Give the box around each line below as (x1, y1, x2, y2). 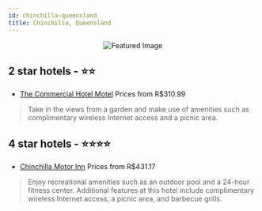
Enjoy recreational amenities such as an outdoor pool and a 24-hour (27, 177, 250, 187)
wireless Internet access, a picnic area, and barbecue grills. (27, 194, 222, 204)
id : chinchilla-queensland (8, 11, 97, 20)
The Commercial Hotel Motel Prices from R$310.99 (19, 89, 186, 99)
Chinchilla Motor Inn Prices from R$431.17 (19, 162, 156, 171)
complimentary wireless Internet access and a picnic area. (27, 113, 218, 122)
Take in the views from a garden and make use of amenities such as (27, 104, 249, 115)
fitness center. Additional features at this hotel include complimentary (27, 186, 255, 195)
